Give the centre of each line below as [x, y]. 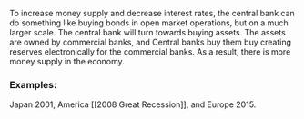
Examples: [33, 84]
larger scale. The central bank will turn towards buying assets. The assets [148, 32]
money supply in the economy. [67, 61]
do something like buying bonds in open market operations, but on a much [149, 23]
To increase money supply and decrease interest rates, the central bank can [152, 13]
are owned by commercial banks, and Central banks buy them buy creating [150, 42]
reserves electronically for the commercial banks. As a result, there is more [150, 52]
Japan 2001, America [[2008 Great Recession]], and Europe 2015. [133, 104]
